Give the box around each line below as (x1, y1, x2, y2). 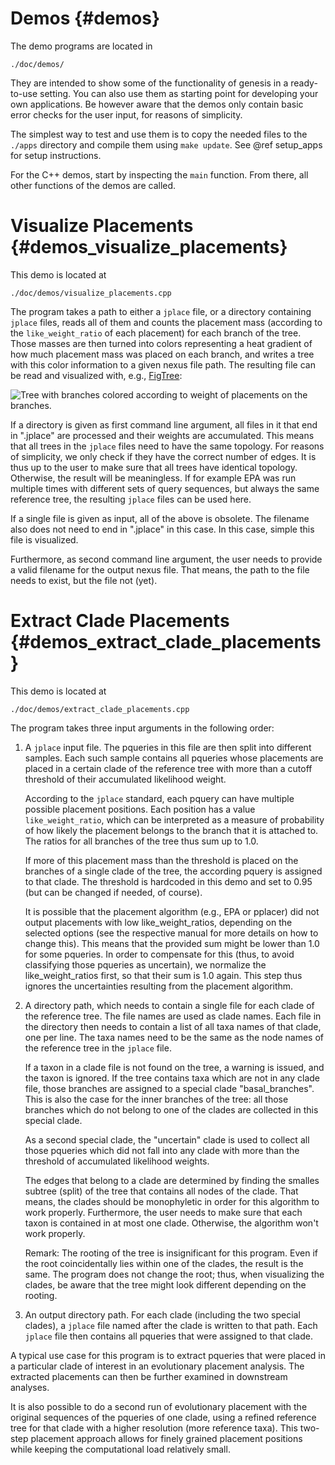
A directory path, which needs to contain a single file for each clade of (24, 999, 315, 1011)
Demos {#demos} (10, 7, 161, 30)
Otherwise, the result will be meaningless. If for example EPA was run (10, 472, 297, 484)
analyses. (10, 1381, 50, 1393)
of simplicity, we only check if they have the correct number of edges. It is (10, 450, 317, 462)
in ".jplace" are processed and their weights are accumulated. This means (10, 429, 315, 441)
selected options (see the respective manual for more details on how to (24, 927, 319, 939)
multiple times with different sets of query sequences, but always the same (10, 482, 320, 494)
